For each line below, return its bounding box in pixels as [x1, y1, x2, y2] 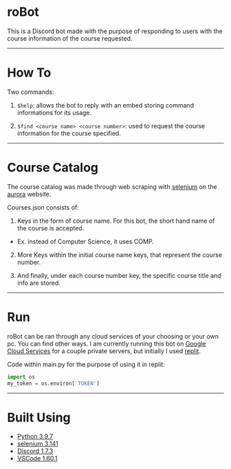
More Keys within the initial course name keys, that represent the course [16, 250, 222, 259]
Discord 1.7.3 [16, 447, 54, 455]
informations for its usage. [16, 108, 92, 117]
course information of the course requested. [7, 34, 133, 42]
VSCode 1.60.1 [16, 455, 58, 463]
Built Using [7, 410, 71, 425]
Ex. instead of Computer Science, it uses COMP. [16, 237, 155, 246]
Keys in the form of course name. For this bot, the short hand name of [16, 217, 215, 225]
